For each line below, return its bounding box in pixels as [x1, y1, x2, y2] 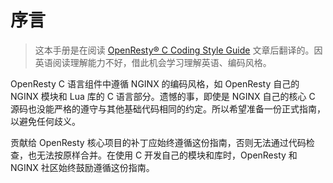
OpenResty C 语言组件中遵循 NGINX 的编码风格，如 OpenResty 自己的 [10, 77, 300, 90]
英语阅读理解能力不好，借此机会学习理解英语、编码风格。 [34, 56, 272, 68]
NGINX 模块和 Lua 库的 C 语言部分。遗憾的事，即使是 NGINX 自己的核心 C [10, 90, 316, 102]
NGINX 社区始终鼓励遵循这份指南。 [10, 161, 155, 173]
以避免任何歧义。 [10, 115, 81, 127]
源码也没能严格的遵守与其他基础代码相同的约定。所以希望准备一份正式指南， [10, 102, 326, 115]
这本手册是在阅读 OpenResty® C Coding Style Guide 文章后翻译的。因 [34, 44, 323, 56]
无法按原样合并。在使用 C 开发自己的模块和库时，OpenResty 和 [36, 149, 298, 161]
